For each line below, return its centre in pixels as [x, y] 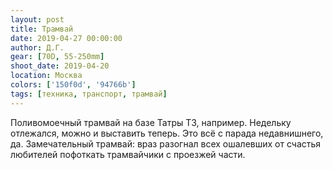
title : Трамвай [42, 29]
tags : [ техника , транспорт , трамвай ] [89, 94]
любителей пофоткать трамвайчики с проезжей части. [128, 154]
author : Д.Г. [37, 47]
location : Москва [46, 76]
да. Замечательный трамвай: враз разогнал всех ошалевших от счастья [166, 143]
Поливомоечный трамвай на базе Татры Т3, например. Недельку [151, 122]
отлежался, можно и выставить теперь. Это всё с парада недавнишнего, [167, 133]
